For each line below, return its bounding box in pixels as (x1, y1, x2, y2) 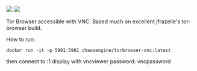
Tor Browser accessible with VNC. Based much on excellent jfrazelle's (6, 18, 181, 25)
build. (28, 24, 42, 31)
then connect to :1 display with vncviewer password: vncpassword (6, 58, 171, 65)
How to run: (6, 36, 36, 43)
